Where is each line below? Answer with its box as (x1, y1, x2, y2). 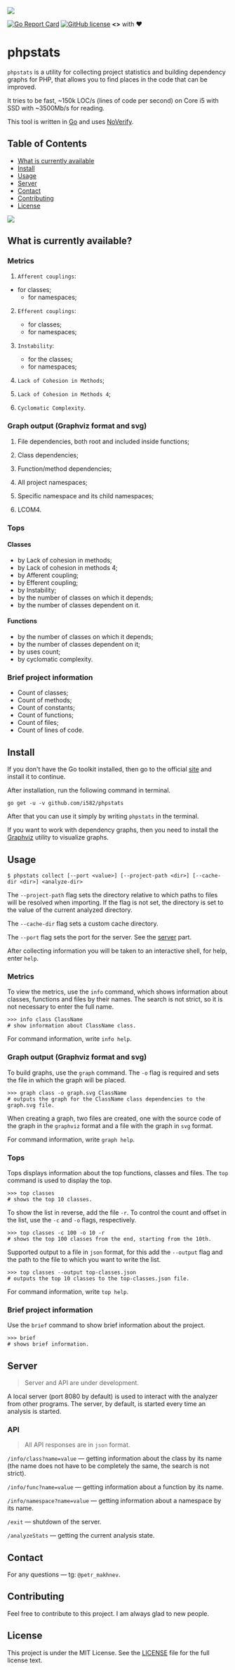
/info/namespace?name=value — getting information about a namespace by (7, 1496, 222, 1505)
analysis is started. (7, 1407, 62, 1415)
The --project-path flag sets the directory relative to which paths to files (7, 890, 218, 899)
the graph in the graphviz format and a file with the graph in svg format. (7, 1121, 213, 1130)
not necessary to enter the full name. (7, 1003, 114, 1011)
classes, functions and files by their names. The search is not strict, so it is (7, 995, 223, 1004)
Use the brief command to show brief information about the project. (7, 1321, 206, 1329)
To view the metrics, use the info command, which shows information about (7, 987, 228, 996)
